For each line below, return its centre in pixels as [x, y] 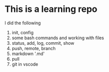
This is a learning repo [51, 9]
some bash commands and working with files [58, 38]
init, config [23, 32]
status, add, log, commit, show [43, 43]
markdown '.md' [28, 54]
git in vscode [25, 64]
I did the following [23, 23]
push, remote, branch [34, 48]
